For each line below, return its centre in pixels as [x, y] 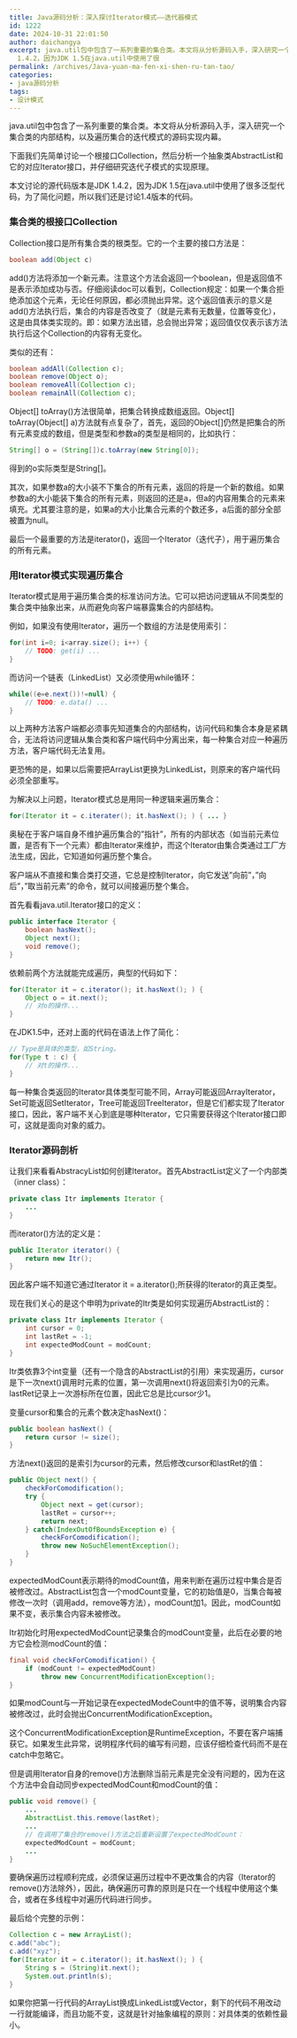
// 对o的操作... [52, 1006]
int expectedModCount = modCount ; [88, 1345]
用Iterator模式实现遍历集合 [66, 575]
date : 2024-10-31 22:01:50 [59, 34]
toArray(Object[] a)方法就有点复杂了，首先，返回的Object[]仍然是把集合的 [144, 422]
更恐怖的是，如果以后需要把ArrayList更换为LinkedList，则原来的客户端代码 [145, 769]
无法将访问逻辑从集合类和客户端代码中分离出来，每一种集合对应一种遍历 [156, 739]
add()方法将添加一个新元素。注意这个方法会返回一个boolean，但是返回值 [142, 278]
